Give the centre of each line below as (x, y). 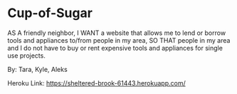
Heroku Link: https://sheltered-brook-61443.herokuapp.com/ (97, 83)
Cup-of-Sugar (50, 13)
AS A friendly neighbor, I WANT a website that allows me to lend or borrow (117, 33)
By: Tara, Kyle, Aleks (37, 69)
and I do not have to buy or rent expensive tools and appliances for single (115, 48)
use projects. (27, 56)
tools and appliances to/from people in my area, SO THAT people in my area (119, 40)
